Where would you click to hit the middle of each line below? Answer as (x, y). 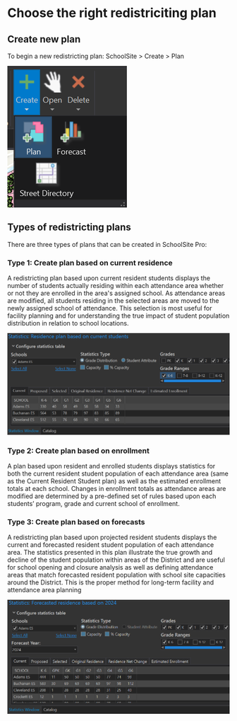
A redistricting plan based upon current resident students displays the (109, 278)
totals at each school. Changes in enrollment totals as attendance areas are (117, 489)
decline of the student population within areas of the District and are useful (116, 560)
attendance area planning (44, 590)
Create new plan (44, 39)
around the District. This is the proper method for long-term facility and (111, 582)
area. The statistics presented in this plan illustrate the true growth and (110, 553)
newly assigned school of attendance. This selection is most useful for (110, 308)
